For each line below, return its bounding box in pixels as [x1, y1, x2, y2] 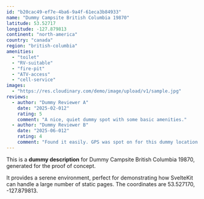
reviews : [6, 94, 29, 100]
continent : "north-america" [6, 32, 78, 38]
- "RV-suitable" [12, 60, 53, 66]
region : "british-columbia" [6, 43, 78, 49]
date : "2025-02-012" [17, 105, 70, 111]
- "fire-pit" [12, 65, 45, 72]
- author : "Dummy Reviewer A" [12, 99, 89, 105]
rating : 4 [17, 133, 43, 140]
